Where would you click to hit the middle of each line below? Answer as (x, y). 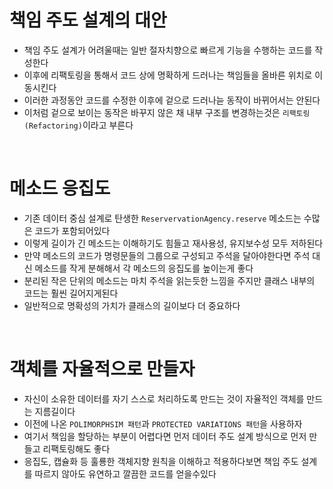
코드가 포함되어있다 (72, 230)
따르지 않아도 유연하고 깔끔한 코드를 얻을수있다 (125, 473)
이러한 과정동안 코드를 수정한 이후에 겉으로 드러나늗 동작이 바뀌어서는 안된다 (172, 100)
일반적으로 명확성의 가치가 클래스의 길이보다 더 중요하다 (132, 305)
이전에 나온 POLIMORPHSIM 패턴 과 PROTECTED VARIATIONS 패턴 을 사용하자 (163, 423)
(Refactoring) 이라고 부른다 (78, 125)
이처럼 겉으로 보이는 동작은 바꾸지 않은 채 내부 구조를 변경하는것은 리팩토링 (167, 112)
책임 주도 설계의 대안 (88, 20)
